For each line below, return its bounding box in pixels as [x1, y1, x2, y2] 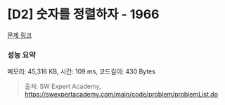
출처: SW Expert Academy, [24, 82, 101, 91]
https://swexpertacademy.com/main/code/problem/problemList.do [24, 90, 219, 99]
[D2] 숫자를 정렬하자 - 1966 [7, 6, 160, 22]
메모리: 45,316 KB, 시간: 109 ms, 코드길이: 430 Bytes [7, 67, 156, 76]
